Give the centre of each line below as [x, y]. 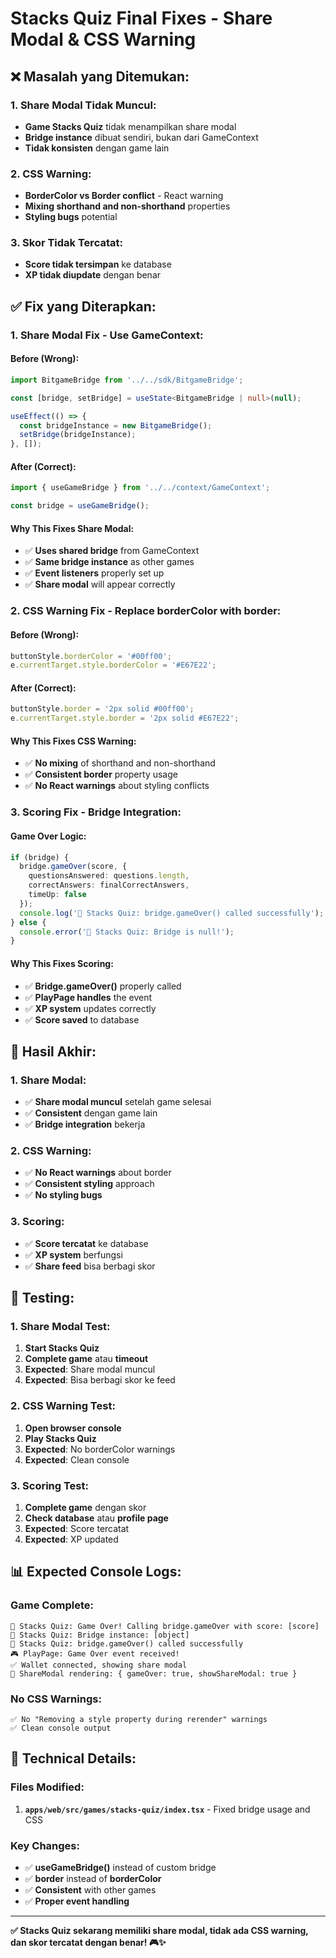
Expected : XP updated [71, 1539]
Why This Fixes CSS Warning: [73, 741]
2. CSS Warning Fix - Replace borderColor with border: [146, 611]
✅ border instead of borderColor [93, 1879]
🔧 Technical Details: [73, 1758]
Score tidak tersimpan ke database [98, 264]
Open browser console [73, 1428]
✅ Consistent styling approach [89, 1184]
